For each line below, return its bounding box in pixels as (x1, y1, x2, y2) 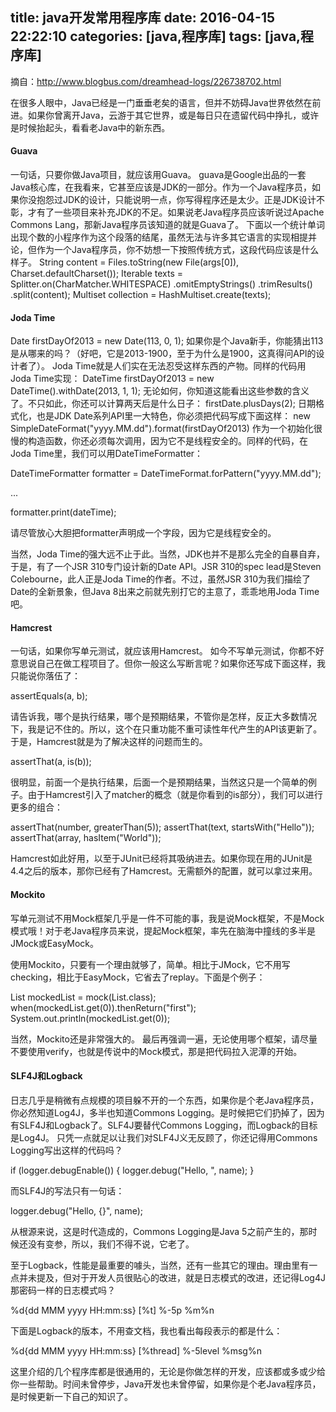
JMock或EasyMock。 (10, 937, 100, 949)
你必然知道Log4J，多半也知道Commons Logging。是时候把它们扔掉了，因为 (10, 1106, 325, 1118)
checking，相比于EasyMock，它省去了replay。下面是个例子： (10, 971, 266, 983)
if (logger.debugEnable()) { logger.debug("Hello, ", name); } (10, 1164, 255, 1176)
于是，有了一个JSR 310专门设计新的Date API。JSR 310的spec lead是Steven (10, 561, 322, 573)
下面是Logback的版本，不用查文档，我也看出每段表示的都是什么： (10, 1324, 283, 1337)
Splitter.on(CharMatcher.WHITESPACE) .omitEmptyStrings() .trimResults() (10, 278, 313, 290)
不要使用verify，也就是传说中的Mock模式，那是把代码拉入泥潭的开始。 (10, 1045, 303, 1057)
